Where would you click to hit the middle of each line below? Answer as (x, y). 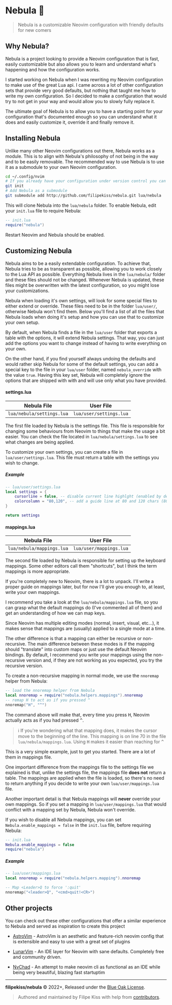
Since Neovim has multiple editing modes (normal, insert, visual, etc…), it (82, 623)
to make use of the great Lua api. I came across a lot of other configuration (84, 85)
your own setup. (23, 322)
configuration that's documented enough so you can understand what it (81, 117)
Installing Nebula (33, 138)
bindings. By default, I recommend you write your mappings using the (79, 655)
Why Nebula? (27, 46)
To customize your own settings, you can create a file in (64, 452)
